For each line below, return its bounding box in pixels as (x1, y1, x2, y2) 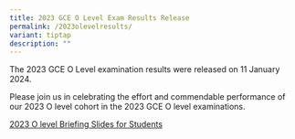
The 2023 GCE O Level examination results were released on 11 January (9, 64, 280, 75)
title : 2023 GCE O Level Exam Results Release (9, 13, 190, 23)
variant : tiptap (9, 30, 71, 39)
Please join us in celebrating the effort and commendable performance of (9, 91, 286, 102)
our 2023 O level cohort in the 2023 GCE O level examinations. (9, 102, 246, 112)
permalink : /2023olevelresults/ (9, 22, 132, 31)
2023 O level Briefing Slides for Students (9, 119, 163, 130)
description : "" (9, 38, 71, 48)
